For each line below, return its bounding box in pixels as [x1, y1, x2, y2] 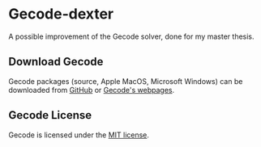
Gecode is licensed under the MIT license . [8, 130, 150, 140]
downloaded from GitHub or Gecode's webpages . [8, 85, 175, 94]
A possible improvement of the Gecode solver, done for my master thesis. [8, 31, 255, 41]
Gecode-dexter [8, 5, 114, 23]
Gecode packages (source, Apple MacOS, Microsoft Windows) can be [8, 76, 243, 86]
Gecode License [8, 108, 92, 122]
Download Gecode [8, 55, 104, 69]
